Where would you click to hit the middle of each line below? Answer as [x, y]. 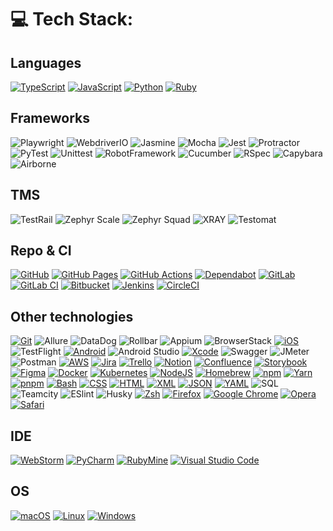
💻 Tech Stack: [72, 19]
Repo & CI [41, 251]
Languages [46, 62]
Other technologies [72, 316]
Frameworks [50, 118]
